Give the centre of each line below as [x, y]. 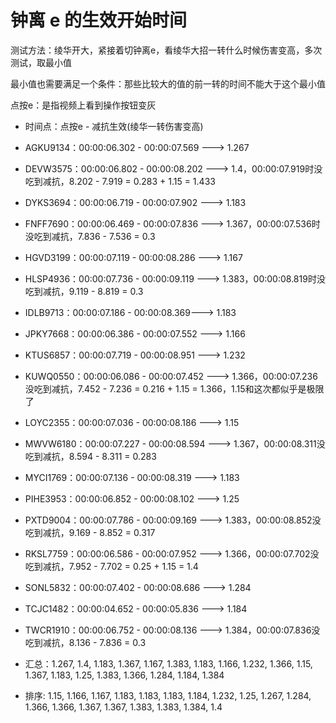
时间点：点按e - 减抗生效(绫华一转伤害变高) [114, 126]
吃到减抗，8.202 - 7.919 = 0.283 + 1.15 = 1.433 [120, 181]
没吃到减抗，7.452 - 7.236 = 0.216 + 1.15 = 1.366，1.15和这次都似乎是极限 [174, 388]
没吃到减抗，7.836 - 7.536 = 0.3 [90, 236]
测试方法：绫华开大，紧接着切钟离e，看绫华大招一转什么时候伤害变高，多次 [166, 50]
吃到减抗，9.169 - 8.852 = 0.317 [90, 532]
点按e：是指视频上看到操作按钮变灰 [83, 105]
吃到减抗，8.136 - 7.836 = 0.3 [85, 642]
